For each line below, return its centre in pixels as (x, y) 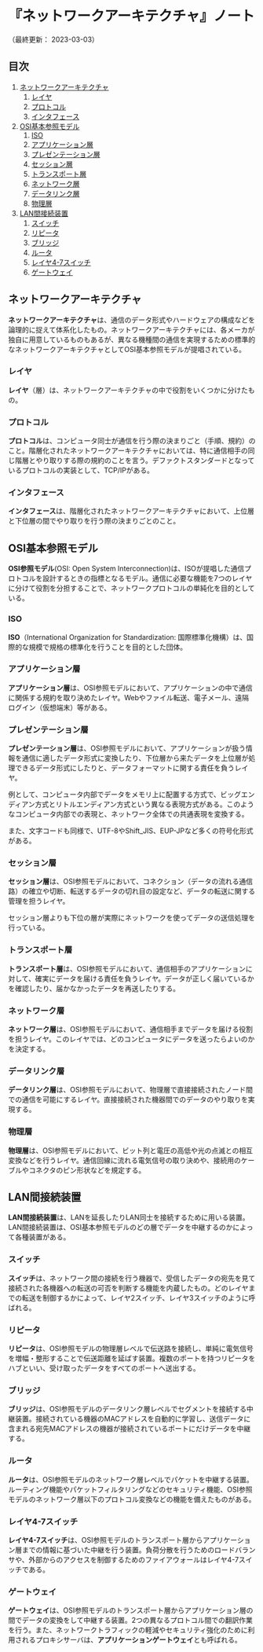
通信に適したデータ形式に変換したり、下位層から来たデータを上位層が (135, 758)
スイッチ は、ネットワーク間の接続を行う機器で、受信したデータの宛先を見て (132, 1278)
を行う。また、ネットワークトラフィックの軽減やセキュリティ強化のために (128, 1630)
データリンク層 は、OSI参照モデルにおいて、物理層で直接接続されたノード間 (131, 1090)
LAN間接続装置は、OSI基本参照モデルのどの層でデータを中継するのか (121, 1228)
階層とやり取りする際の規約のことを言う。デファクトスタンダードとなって (135, 461)
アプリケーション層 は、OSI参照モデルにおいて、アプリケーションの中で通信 (130, 688)
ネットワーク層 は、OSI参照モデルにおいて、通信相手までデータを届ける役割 (131, 1030)
